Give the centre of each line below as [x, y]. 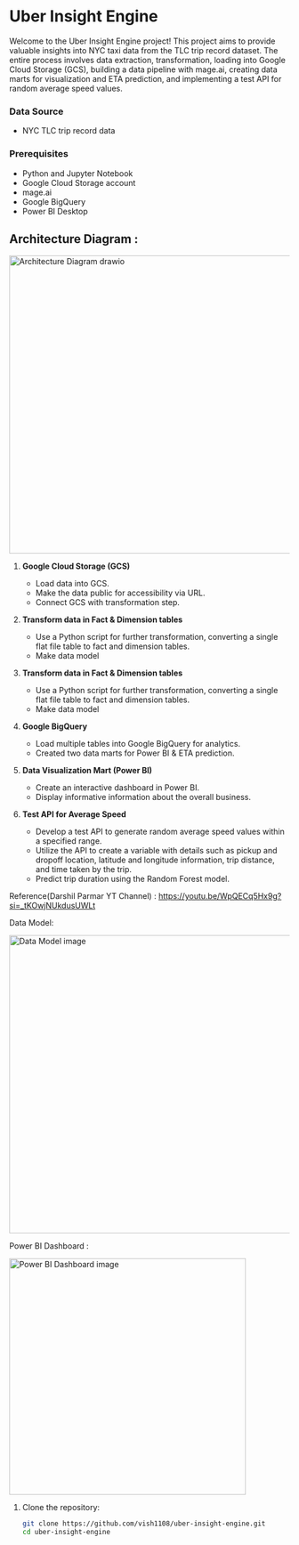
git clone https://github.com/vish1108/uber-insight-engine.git [144, 1524]
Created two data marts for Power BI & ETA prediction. [135, 753]
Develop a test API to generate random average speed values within [160, 832]
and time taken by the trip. [83, 870]
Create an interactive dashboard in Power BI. [117, 788]
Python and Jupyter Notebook [77, 173]
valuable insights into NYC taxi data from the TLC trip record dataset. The [144, 50]
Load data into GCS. [72, 584]
